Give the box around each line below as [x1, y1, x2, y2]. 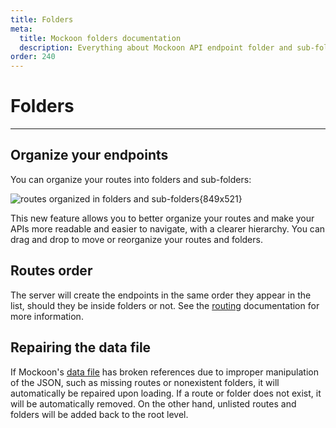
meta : [10, 24, 33, 34]
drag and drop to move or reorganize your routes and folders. [10, 233, 263, 245]
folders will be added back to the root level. [10, 408, 189, 420]
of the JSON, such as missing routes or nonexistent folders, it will [10, 376, 280, 388]
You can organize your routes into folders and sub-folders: [10, 173, 252, 185]
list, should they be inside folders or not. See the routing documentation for [10, 299, 320, 311]
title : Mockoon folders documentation [19, 33, 182, 43]
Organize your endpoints [10, 147, 169, 164]
